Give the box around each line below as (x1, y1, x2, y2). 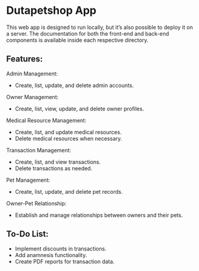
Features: (6, 54, 43, 64)
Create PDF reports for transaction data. (14, 258, 115, 265)
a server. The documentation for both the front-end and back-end (6, 30, 170, 37)
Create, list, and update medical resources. (14, 128, 122, 136)
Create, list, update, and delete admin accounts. (14, 81, 134, 89)
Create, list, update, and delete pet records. (14, 188, 123, 195)
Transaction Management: (6, 146, 72, 154)
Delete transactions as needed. (14, 164, 93, 172)
